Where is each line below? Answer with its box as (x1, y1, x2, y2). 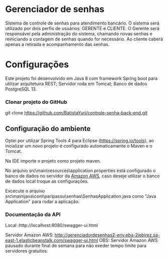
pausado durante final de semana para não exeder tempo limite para (5, 242, 147, 248)
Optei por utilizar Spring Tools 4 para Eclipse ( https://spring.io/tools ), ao (5, 137, 154, 143)
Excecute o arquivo (5, 187, 45, 193)
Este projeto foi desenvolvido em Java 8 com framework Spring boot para (5, 75, 158, 81)
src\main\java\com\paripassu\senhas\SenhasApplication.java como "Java (5, 193, 156, 199)
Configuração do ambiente (5, 124, 91, 133)
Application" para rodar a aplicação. (5, 198, 80, 204)
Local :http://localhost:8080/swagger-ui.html (5, 222, 98, 228)
